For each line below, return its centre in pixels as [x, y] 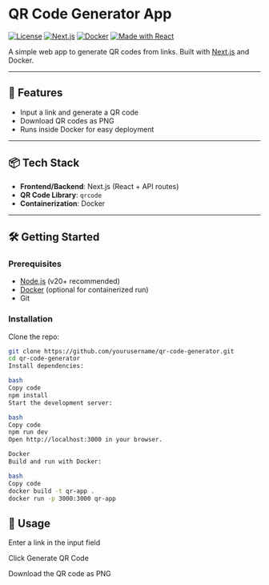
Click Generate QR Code [49, 559]
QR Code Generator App [90, 14]
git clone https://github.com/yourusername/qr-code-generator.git [121, 351]
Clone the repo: [34, 337]
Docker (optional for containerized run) [84, 290]
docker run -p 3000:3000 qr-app [62, 498]
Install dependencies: [46, 366]
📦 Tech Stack [44, 163]
